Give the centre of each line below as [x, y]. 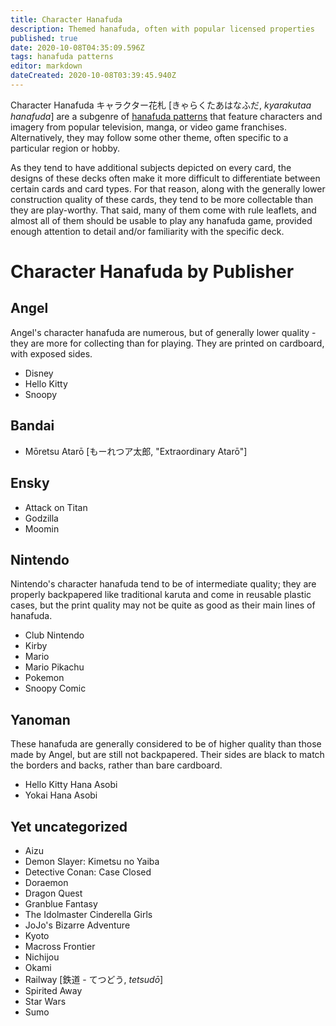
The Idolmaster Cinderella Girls [88, 914]
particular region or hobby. [65, 148]
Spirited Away [53, 990]
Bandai [32, 426]
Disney [39, 373]
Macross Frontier [60, 946]
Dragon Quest [53, 893]
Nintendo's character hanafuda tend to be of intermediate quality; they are [163, 584]
